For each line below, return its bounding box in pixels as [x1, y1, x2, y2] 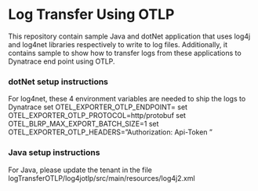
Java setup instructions [8, 147, 100, 158]
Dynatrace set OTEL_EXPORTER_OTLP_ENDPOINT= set [8, 102, 188, 112]
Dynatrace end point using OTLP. [8, 57, 115, 66]
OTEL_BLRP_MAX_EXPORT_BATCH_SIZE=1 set [8, 119, 159, 129]
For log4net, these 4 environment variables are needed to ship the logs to [8, 94, 246, 104]
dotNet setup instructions [8, 76, 108, 87]
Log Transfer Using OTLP [8, 6, 175, 24]
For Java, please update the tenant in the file [8, 165, 153, 174]
